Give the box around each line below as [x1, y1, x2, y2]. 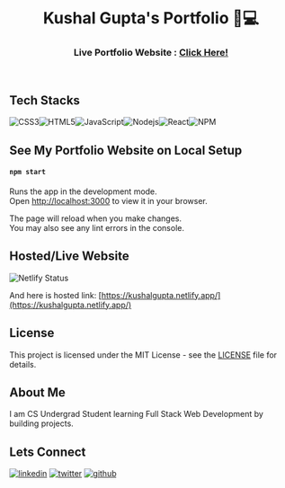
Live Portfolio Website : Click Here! [73, 47, 229, 59]
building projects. [9, 418, 74, 429]
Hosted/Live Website [9, 249, 129, 264]
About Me [9, 385, 66, 400]
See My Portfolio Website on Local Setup [9, 142, 243, 158]
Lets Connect [9, 444, 86, 459]
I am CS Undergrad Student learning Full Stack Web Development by [9, 409, 263, 420]
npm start [9, 168, 47, 177]
